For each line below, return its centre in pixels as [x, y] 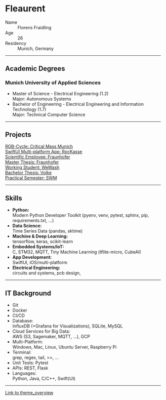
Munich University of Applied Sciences [53, 83]
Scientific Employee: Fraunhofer [38, 157]
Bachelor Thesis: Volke [28, 173]
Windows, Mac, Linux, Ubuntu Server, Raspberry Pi [64, 347]
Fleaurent [25, 9]
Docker [20, 310]
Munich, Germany [36, 48]
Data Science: [27, 226]
